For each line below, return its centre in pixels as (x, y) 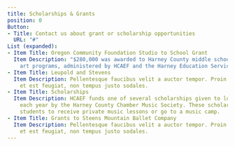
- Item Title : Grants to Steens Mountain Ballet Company (92, 118)
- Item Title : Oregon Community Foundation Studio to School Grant (108, 53)
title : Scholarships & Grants (51, 14)
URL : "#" (26, 40)
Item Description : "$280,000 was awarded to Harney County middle (112, 60)
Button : (19, 27)
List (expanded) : (33, 46)
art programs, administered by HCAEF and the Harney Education (114, 66)
